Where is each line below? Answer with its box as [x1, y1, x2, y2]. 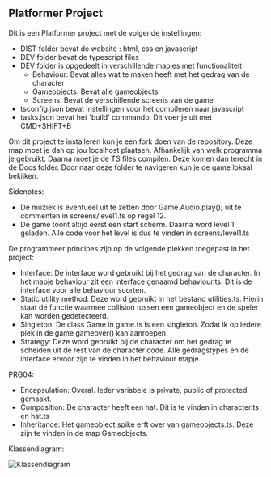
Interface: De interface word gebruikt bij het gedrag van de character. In [19, 268, 260, 277]
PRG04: [8, 369, 35, 379]
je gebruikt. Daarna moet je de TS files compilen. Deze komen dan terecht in [8, 154, 263, 163]
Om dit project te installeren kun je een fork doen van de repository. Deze [8, 137, 253, 146]
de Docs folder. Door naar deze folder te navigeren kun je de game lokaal [8, 162, 252, 172]
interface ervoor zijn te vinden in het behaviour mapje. [19, 353, 201, 363]
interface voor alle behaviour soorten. [19, 285, 146, 294]
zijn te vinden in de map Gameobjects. [19, 428, 148, 437]
